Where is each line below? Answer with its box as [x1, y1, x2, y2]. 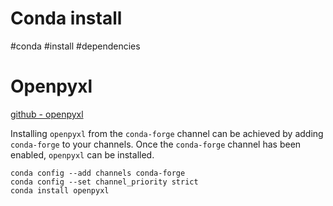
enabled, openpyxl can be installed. [10, 148, 155, 161]
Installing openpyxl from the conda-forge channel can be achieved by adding [10, 127, 324, 139]
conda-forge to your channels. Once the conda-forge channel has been [10, 138, 302, 150]
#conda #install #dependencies [10, 40, 141, 52]
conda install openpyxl [10, 185, 110, 196]
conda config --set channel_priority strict [10, 177, 199, 187]
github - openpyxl [10, 108, 84, 120]
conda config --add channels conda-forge [10, 168, 186, 178]
